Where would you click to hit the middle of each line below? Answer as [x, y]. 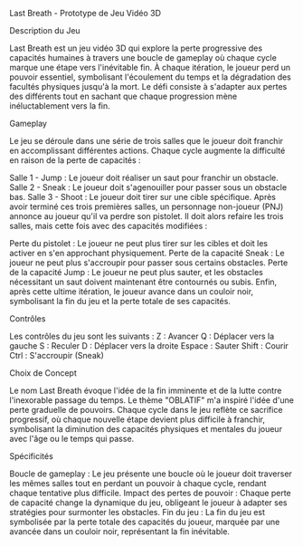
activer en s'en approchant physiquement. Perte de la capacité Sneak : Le [147, 253]
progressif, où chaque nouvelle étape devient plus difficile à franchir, [137, 419]
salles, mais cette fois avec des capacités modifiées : [109, 226]
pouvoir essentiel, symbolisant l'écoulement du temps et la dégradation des [151, 77]
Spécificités [32, 456]
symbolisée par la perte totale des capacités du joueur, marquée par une [145, 522]
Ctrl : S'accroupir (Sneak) [57, 355]
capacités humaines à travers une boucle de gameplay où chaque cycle [143, 57]
